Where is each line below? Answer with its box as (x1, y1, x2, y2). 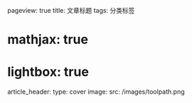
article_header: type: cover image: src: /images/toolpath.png (7, 87, 185, 96)
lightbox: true (7, 64, 89, 80)
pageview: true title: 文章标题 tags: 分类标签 (7, 6, 135, 14)
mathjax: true (7, 31, 89, 48)
